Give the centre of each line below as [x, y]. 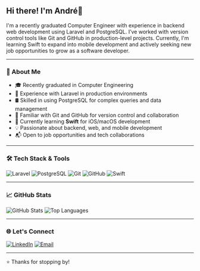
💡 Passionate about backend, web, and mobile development [88, 128]
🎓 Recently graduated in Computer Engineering [74, 85]
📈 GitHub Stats [29, 195]
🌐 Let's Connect [30, 231]
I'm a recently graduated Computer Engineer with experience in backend [95, 25]
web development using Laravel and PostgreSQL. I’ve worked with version [97, 32]
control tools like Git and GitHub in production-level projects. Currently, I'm [98, 38]
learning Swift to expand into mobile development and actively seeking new [99, 44]
